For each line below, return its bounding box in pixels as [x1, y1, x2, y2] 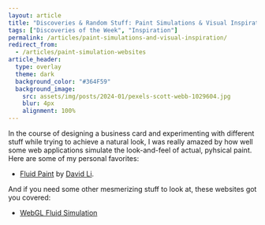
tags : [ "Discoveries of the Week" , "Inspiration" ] [8, 26, 178, 34]
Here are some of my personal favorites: [8, 154, 140, 163]
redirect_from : [8, 41, 58, 49]
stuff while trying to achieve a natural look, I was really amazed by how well [8, 137, 254, 146]
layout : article [8, 11, 62, 20]
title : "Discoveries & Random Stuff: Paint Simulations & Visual [8, 19, 227, 27]
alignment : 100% [22, 107, 77, 115]
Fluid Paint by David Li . [19, 169, 95, 178]
